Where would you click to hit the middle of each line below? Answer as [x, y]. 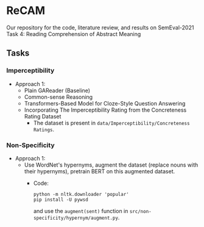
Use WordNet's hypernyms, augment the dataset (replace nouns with [111, 165]
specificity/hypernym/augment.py [76, 218]
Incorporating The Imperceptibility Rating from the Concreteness [105, 110]
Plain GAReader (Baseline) [57, 90]
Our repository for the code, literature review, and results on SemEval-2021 [100, 27]
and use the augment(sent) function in [81, 211]
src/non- [140, 211]
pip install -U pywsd [61, 200]
